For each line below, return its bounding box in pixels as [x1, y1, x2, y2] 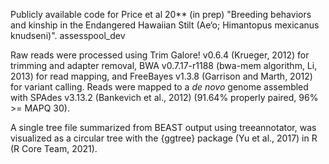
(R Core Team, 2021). [10, 143, 98, 154]
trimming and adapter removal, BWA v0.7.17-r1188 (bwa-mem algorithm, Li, [10, 60, 318, 71]
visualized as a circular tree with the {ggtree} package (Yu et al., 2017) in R [10, 132, 318, 144]
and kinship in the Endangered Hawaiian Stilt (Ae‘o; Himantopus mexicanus [10, 19, 320, 31]
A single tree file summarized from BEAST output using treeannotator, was [10, 122, 317, 133]
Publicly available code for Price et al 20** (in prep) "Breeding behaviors [10, 9, 312, 20]
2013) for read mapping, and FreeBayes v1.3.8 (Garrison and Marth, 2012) [10, 70, 313, 82]
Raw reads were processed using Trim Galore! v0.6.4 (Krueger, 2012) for [10, 49, 310, 61]
